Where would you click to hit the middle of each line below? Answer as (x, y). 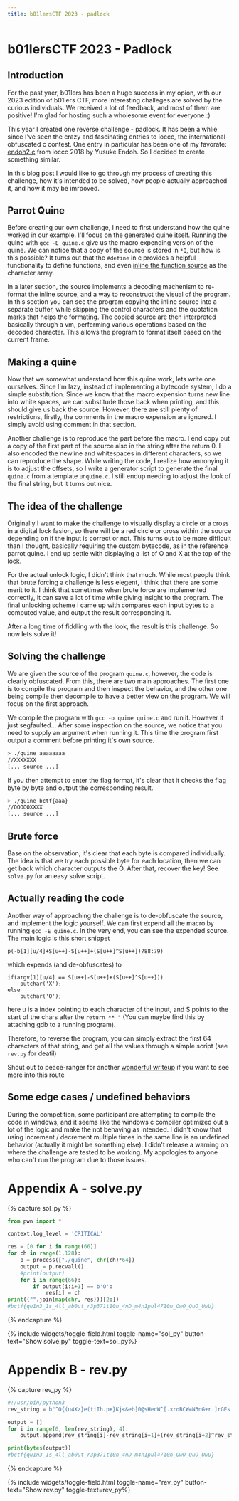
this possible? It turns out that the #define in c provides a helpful (102, 258)
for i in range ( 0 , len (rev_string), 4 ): (68, 1429)
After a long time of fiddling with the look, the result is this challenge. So (113, 626)
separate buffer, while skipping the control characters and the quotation (113, 310)
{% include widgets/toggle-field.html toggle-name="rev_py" (95, 1482)
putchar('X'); (41, 984)
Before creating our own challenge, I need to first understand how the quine (118, 228)
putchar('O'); (41, 996)
